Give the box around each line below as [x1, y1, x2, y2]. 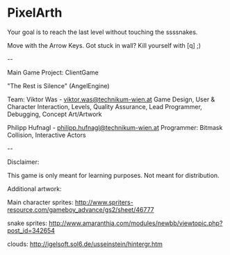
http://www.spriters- [74, 198, 133, 206]
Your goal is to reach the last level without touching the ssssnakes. [7, 28, 198, 36]
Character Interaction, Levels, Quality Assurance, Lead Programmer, [7, 102, 203, 110]
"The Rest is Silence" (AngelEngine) [7, 81, 110, 90]
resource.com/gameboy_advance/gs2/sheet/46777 [7, 205, 154, 213]
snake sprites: [7, 219, 47, 227]
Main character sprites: [7, 198, 74, 206]
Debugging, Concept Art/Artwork [7, 110, 102, 118]
